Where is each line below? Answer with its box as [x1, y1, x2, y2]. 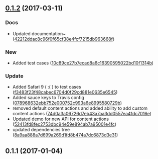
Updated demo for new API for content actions [12, 116, 109, 122]
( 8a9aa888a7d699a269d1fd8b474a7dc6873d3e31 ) [12, 132, 118, 138]
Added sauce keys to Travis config [12, 95, 84, 101]
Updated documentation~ [12, 30, 66, 37]
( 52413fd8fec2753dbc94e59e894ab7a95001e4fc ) [12, 121, 117, 127]
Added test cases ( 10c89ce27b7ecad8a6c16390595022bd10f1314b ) [12, 60, 154, 66]
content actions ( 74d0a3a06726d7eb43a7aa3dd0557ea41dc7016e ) [12, 111, 152, 117]
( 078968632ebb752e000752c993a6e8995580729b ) [12, 100, 122, 106]
